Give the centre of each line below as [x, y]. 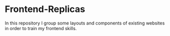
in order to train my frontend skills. [41, 28]
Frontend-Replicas [45, 9]
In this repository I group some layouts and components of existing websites [85, 23]
